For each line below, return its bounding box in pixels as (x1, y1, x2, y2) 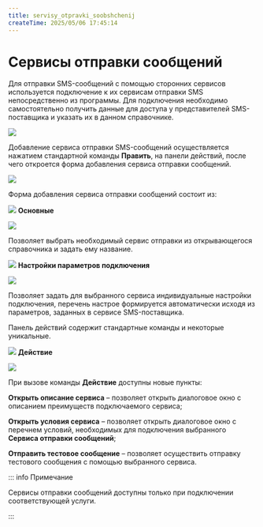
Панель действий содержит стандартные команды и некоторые (8, 323, 224, 333)
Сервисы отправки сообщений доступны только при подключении (8, 487, 234, 498)
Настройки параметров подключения (17, 261, 150, 270)
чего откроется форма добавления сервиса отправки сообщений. (8, 160, 232, 169)
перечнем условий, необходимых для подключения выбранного (8, 425, 227, 435)
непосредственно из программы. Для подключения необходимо (8, 96, 228, 105)
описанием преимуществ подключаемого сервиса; (8, 401, 183, 411)
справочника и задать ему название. (8, 244, 133, 254)
